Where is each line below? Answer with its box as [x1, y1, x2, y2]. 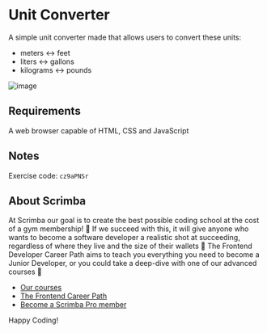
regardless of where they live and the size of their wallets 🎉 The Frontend [8, 241, 252, 251]
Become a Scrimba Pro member [19, 300, 127, 310]
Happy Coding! [8, 315, 59, 325]
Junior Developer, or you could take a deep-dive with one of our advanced [8, 259, 257, 268]
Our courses [19, 283, 62, 293]
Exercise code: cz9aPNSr [8, 171, 89, 180]
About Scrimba [8, 194, 87, 208]
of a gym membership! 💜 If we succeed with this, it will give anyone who [8, 224, 249, 234]
